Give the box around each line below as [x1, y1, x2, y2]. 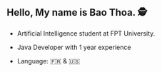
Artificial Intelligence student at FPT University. [16, 29, 156, 38]
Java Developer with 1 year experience [16, 43, 131, 51]
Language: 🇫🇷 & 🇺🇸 [16, 56, 80, 65]
